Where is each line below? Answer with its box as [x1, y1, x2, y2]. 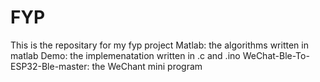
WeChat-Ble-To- [242, 49, 310, 61]
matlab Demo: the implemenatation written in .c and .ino [10, 49, 241, 61]
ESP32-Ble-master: [10, 60, 90, 72]
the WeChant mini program [91, 60, 203, 72]
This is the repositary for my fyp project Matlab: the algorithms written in [10, 39, 309, 51]
